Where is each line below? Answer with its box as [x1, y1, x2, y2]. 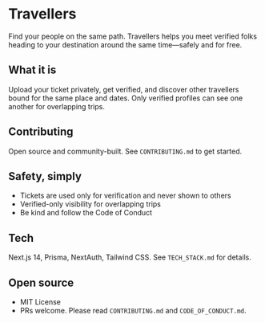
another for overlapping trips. [8, 101, 106, 111]
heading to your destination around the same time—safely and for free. [8, 39, 243, 49]
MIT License [19, 297, 62, 306]
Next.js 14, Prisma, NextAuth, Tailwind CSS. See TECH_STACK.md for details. [8, 252, 252, 262]
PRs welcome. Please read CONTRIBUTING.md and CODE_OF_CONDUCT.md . [19, 306, 247, 315]
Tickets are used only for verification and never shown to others [19, 190, 231, 201]
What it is [8, 63, 57, 77]
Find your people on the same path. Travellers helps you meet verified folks [8, 31, 258, 41]
